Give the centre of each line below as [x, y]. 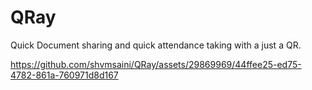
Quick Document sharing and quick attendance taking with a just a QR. [156, 45]
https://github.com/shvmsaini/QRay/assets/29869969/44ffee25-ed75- [156, 64]
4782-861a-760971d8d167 [64, 75]
